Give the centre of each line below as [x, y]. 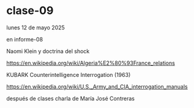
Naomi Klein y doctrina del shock [48, 51]
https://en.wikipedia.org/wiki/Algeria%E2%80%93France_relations [91, 63]
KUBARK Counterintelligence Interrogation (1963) [69, 74]
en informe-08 [25, 39]
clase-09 [30, 11]
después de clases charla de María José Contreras [70, 98]
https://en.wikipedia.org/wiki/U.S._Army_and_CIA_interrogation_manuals [97, 87]
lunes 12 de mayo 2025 [36, 27]
